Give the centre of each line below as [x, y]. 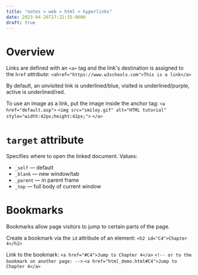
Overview [30, 52]
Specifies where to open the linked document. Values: [72, 156]
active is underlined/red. [36, 92]
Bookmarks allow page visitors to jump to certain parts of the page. [88, 227]
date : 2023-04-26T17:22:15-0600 [46, 17]
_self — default [34, 168]
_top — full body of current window [58, 186]
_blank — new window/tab [47, 174]
